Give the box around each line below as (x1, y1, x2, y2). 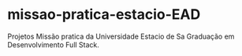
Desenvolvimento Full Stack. (7, 39, 100, 49)
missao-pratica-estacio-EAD (7, 6, 201, 24)
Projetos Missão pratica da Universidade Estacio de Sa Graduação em (7, 32, 235, 41)
